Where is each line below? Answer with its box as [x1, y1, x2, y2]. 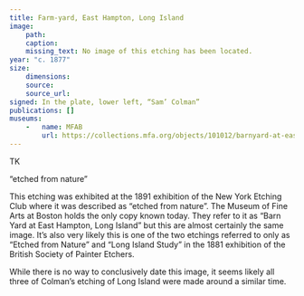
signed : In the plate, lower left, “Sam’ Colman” [9, 97, 201, 107]
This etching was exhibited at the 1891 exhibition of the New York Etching [9, 191, 282, 202]
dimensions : [25, 72, 71, 81]
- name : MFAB [25, 123, 83, 132]
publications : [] [9, 106, 75, 115]
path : [25, 30, 47, 39]
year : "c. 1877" [9, 55, 71, 64]
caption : [25, 38, 59, 48]
